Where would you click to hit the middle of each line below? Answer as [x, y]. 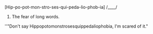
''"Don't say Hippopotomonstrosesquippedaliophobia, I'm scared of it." [76, 26]
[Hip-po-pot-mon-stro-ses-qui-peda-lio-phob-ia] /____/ [61, 7]
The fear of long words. [36, 17]
